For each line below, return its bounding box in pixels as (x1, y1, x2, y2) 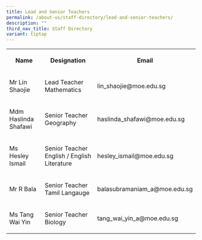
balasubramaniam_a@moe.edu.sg (97, 185, 193, 193)
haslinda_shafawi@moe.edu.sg (97, 115, 185, 123)
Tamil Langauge (44, 189, 90, 197)
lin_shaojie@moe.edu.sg (97, 82, 166, 90)
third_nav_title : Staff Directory (6, 25, 93, 32)
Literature (44, 159, 72, 168)
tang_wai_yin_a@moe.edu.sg (97, 214, 179, 223)
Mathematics (44, 85, 82, 94)
